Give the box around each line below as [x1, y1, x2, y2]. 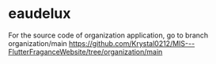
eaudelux [8, 5, 71, 23]
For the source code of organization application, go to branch [8, 30, 209, 40]
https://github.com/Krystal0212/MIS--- [68, 38, 195, 48]
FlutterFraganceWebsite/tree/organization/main [8, 47, 163, 56]
